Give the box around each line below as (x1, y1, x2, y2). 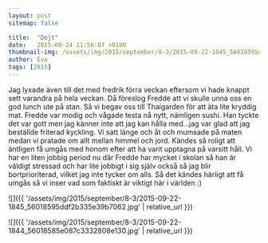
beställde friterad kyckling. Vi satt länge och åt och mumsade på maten (8, 127, 242, 136)
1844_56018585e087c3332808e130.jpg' (8, 225, 141, 235)
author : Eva (8, 56, 48, 64)
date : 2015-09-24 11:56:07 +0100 (8, 41, 127, 49)
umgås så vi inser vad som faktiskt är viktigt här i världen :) (8, 178, 202, 187)
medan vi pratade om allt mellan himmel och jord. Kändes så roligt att (8, 135, 236, 145)
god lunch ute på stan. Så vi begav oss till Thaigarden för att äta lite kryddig (8, 101, 257, 112)
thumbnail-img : (8, 49, 59, 57)
